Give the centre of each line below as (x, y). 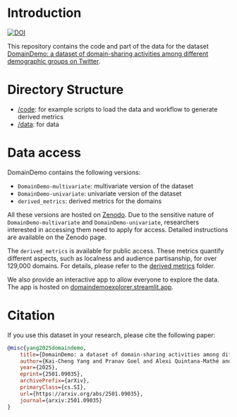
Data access (44, 153)
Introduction (44, 13)
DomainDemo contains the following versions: (74, 172)
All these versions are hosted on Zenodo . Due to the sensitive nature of (111, 214)
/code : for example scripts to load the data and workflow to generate (117, 109)
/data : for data (38, 124)
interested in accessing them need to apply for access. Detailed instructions (118, 229)
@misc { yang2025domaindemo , (47, 348)
